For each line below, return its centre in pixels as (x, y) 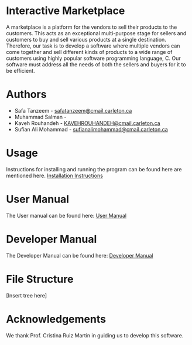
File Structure (40, 279)
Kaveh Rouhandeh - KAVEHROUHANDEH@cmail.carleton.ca (87, 123)
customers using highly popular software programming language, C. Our (94, 58)
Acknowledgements (56, 319)
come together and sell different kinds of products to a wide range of (89, 52)
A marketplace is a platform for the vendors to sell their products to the (92, 27)
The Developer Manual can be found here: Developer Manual (80, 255)
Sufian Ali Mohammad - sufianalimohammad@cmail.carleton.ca (91, 129)
